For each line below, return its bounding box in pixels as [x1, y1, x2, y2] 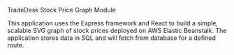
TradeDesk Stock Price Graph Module [7, 6, 117, 14]
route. [7, 41, 24, 49]
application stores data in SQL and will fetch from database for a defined [7, 34, 217, 42]
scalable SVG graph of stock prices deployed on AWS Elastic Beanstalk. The [7, 27, 227, 34]
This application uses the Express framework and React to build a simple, [7, 19, 219, 27]
